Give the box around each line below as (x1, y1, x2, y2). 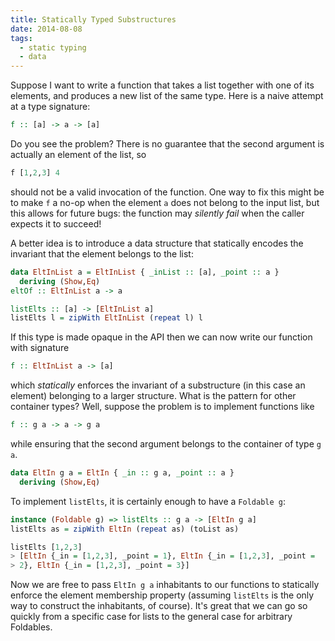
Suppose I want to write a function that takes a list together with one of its (10, 79, 315, 91)
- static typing (19, 42, 87, 53)
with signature (10, 342, 70, 354)
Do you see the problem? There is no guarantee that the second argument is (10, 138, 325, 150)
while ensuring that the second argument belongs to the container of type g (10, 438, 322, 450)
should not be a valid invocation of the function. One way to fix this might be (10, 186, 325, 198)
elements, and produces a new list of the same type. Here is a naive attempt (10, 90, 324, 102)
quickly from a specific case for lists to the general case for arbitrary (10, 611, 293, 623)
